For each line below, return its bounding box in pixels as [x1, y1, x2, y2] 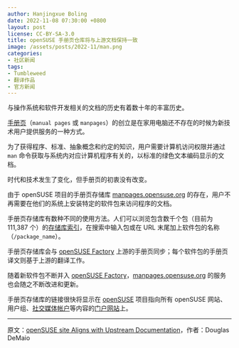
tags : [7, 63, 23, 70]
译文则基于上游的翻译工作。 [7, 256, 89, 265]
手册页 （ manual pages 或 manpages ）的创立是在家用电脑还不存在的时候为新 [7, 119, 225, 127]
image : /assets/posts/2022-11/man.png [7, 43, 122, 50]
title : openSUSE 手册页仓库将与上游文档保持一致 [7, 37, 138, 44]
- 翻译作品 [7, 76, 36, 84]
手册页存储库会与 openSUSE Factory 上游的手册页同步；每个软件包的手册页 [7, 247, 228, 256]
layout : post [7, 23, 46, 31]
